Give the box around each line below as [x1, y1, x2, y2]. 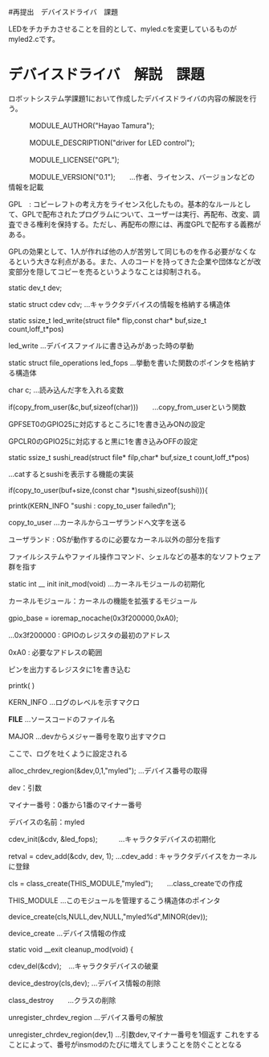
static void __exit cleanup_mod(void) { [8, 944, 134, 954]
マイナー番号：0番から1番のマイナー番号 [8, 800, 142, 810]
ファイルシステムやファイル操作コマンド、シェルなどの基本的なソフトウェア [8, 551, 262, 562]
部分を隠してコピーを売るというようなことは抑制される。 [14, 267, 206, 276]
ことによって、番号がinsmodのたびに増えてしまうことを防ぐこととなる [8, 1039, 243, 1049]
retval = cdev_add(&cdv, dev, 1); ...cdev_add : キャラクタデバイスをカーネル [8, 851, 258, 860]
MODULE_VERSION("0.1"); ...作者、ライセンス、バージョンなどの [29, 172, 255, 181]
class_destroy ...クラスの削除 [8, 995, 116, 1005]
